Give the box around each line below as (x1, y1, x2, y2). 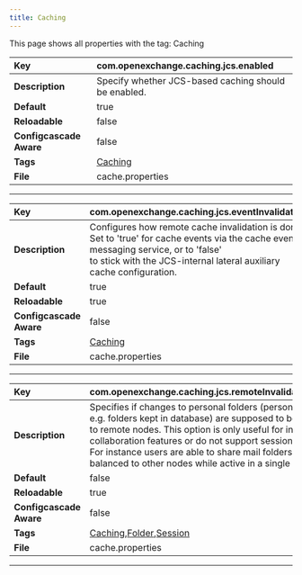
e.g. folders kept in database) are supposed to (89, 411, 285, 424)
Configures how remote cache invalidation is (89, 220, 278, 233)
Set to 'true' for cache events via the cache (89, 231, 271, 244)
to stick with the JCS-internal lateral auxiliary (89, 254, 280, 266)
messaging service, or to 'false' (89, 243, 222, 256)
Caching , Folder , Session (89, 526, 191, 539)
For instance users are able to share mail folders (89, 445, 293, 458)
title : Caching (9, 13, 67, 22)
